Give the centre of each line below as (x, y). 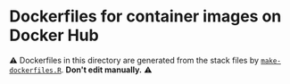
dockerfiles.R (36, 70)
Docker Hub (54, 35)
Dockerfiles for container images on (145, 17)
